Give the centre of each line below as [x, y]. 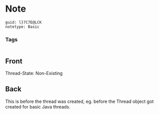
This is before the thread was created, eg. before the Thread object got [79, 101]
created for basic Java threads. [38, 106]
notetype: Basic [22, 27]
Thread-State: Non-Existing [34, 73]
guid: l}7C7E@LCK [24, 22]
